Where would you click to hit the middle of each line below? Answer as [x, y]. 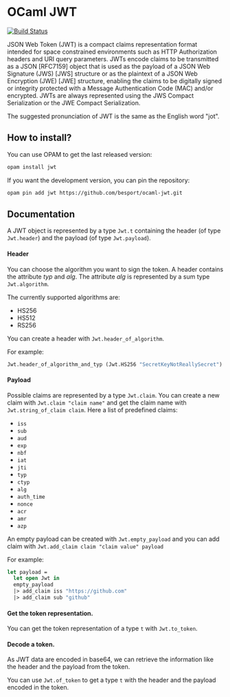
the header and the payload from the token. [69, 667]
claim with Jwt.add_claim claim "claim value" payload [85, 546]
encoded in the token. [38, 687]
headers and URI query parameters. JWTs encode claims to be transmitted [113, 58]
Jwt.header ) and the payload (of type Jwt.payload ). [79, 238]
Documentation [41, 214]
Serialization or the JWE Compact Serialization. [74, 103]
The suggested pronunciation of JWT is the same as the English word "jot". [113, 116]
